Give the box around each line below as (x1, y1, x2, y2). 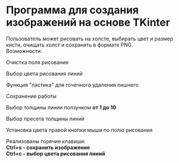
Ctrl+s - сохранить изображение (6, 144, 90, 151)
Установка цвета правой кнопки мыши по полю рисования (6, 126, 153, 133)
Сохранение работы (6, 93, 57, 100)
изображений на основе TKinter (6, 16, 170, 29)
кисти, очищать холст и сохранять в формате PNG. (6, 41, 134, 48)
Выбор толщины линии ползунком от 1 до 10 (6, 104, 117, 111)
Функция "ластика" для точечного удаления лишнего (6, 81, 139, 88)
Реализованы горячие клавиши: (6, 137, 86, 144)
